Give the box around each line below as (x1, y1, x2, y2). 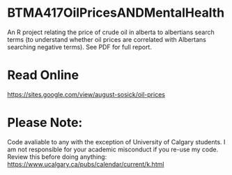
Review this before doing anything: (7, 152, 107, 161)
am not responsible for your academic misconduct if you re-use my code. (7, 145, 219, 153)
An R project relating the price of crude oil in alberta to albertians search (7, 28, 215, 36)
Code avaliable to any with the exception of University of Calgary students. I (7, 137, 226, 146)
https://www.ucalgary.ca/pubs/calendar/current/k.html (7, 160, 164, 168)
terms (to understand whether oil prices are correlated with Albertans (7, 35, 207, 43)
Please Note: (7, 115, 83, 130)
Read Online (7, 68, 79, 83)
